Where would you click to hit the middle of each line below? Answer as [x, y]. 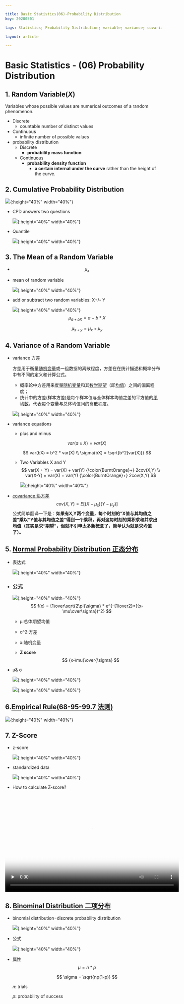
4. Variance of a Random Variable [58, 345]
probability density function [57, 163]
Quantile [21, 232]
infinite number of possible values [54, 137]
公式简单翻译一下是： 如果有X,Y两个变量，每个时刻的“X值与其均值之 [82, 513]
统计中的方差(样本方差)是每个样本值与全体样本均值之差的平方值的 [87, 398]
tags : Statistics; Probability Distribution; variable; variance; [75, 28]
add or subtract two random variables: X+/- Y [59, 300]
